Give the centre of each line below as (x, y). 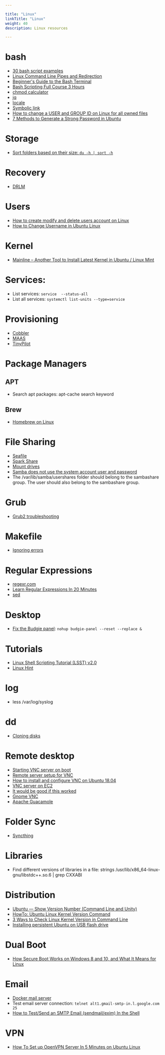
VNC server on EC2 (32, 786)
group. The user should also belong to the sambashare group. (76, 482)
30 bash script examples (38, 71)
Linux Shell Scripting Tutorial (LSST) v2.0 (55, 663)
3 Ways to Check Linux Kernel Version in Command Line (70, 919)
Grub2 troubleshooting (36, 516)
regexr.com (24, 584)
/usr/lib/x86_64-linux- (138, 869)
